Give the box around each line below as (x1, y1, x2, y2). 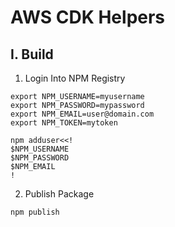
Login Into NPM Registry (24, 72, 126, 84)
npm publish (10, 207, 60, 217)
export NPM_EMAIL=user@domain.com (10, 109, 155, 119)
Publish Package (24, 188, 95, 200)
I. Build (10, 46, 54, 63)
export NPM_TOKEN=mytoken (10, 118, 118, 128)
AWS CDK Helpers (10, 6, 166, 29)
